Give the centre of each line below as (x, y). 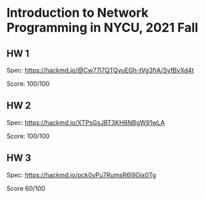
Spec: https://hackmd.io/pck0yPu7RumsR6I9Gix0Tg (81, 175)
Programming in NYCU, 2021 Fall (102, 28)
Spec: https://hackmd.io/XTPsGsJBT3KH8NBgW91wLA (86, 122)
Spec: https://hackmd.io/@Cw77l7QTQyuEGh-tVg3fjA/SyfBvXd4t (100, 70)
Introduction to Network (78, 13)
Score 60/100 (26, 188)
